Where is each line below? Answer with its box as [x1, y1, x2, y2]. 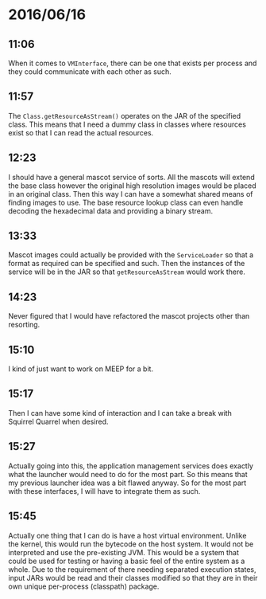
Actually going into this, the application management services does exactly [8, 460, 254, 471]
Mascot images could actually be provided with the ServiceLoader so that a [8, 250, 254, 260]
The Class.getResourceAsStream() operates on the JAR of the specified [8, 111, 241, 120]
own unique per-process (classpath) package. [8, 581, 160, 591]
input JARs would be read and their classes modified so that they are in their [8, 573, 258, 582]
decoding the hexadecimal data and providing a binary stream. [8, 206, 213, 216]
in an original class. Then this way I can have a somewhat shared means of [8, 189, 253, 198]
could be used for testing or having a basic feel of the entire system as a [8, 556, 245, 566]
